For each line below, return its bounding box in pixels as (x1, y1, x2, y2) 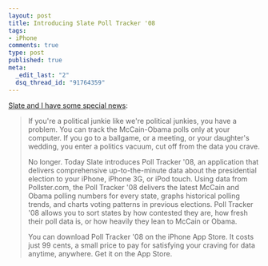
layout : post (8, 11, 52, 20)
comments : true (8, 42, 59, 50)
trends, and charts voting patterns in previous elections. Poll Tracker (27, 199, 254, 208)
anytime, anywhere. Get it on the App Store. (27, 248, 173, 258)
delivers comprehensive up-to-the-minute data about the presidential (27, 165, 258, 175)
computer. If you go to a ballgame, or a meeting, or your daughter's (27, 133, 250, 142)
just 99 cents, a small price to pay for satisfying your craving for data (27, 240, 256, 250)
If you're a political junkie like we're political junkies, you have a (27, 116, 238, 125)
